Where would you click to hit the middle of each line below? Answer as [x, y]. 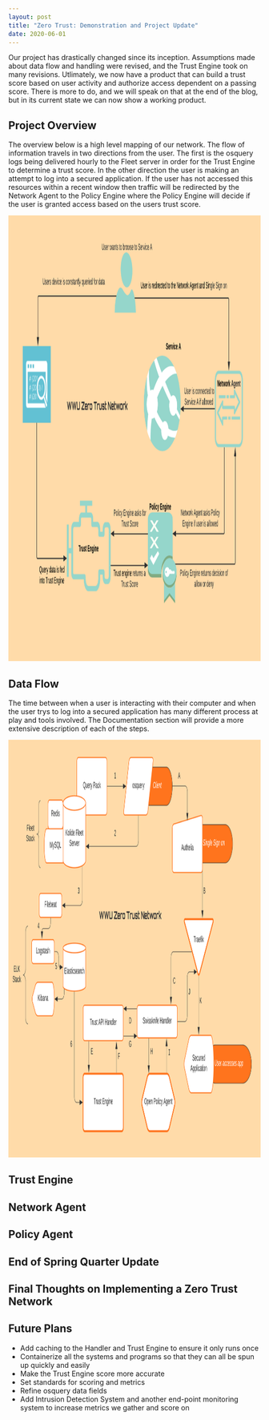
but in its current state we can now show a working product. [107, 100]
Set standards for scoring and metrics [82, 1382]
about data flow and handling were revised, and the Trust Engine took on [128, 66]
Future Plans [40, 1329]
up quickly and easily [55, 1365]
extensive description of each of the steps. [79, 728]
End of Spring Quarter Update [84, 1262]
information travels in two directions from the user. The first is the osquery [131, 153]
